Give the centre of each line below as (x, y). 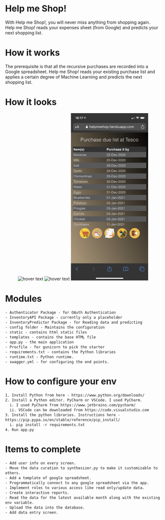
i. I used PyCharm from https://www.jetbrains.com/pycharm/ (73, 405)
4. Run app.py (20, 430)
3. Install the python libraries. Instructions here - (63, 415)
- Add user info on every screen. (41, 463)
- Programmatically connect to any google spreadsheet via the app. (77, 483)
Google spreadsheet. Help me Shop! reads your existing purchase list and (80, 72)
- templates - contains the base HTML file (51, 337)
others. (13, 473)
